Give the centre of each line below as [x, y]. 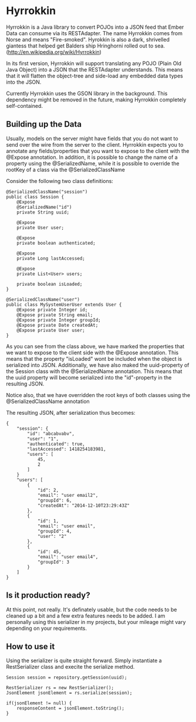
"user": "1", [43, 439]
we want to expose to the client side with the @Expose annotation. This [92, 352]
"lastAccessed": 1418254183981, [67, 449]
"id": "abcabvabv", [51, 433]
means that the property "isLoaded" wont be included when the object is [94, 358]
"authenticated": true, [56, 444]
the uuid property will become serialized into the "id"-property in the [89, 377]
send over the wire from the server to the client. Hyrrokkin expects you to [95, 144]
